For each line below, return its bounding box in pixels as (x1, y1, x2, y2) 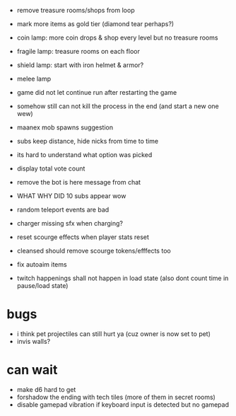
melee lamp (16, 74, 51, 83)
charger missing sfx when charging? (16, 219, 123, 227)
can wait (6, 362, 58, 378)
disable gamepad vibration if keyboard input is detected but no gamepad (16, 400, 229, 409)
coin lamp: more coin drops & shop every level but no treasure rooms (16, 33, 218, 42)
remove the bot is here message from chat (16, 178, 141, 186)
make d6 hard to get (16, 385, 76, 393)
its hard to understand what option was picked (16, 151, 153, 158)
